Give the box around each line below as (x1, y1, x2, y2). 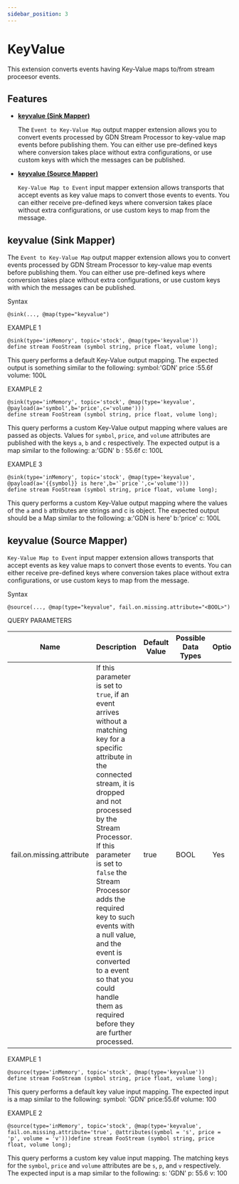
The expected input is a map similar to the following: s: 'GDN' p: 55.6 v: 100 (7, 1169, 228, 1177)
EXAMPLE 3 (7, 460, 43, 468)
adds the (95, 894, 126, 904)
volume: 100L (7, 371, 47, 379)
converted (95, 957, 130, 966)
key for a (95, 734, 126, 744)
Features (7, 93, 48, 105)
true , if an (95, 690, 129, 699)
